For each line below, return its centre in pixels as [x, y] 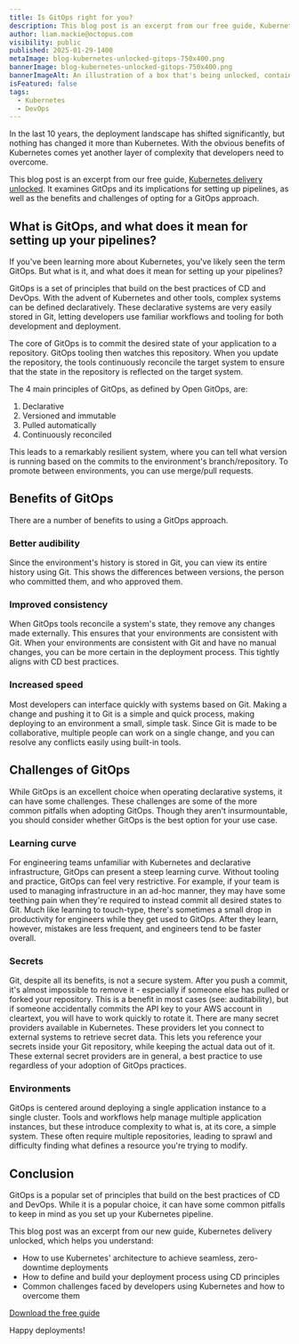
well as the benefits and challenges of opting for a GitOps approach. [134, 198]
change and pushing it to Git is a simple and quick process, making [132, 714]
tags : [19, 92]
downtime [40, 1267]
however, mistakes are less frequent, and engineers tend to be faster [135, 928]
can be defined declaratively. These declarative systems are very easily [141, 307]
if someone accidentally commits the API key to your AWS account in [136, 1009]
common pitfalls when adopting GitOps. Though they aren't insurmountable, [149, 810]
